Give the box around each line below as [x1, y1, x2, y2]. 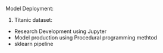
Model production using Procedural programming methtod [14, 34, 158, 41]
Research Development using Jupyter [14, 28, 107, 35]
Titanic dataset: [14, 16, 53, 23]
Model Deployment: [5, 5, 54, 12]
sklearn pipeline [14, 41, 54, 47]
